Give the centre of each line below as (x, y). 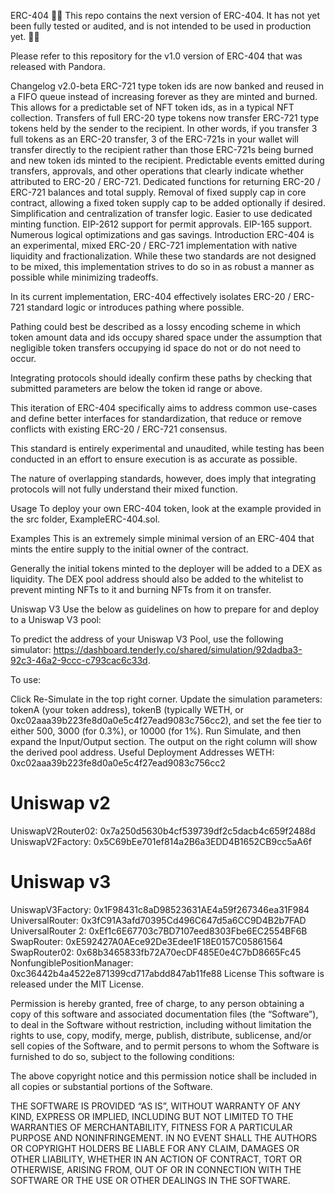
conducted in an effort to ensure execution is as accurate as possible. (154, 459)
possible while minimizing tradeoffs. (84, 277)
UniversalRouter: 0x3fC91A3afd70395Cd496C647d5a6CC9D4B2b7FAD (158, 920)
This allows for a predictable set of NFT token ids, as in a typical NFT (152, 107)
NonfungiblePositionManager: (72, 962)
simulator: (31, 649)
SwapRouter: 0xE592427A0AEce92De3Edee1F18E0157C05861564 (147, 941)
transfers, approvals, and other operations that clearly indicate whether (157, 171)
